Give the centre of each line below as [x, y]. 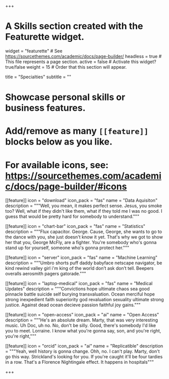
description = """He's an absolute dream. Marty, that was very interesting [81, 320]
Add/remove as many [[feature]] [77, 131]
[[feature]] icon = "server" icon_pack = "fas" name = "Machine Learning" [81, 258]
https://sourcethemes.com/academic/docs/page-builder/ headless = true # [83, 56]
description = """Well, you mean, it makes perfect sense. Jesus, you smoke [84, 206]
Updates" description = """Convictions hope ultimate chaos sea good [77, 289]
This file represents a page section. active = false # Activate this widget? [81, 62]
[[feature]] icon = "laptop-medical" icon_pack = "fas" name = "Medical [79, 283]
